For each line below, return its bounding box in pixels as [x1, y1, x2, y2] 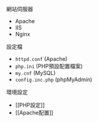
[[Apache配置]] [15, 109, 54, 116]
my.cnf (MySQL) [15, 70, 56, 76]
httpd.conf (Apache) [15, 56, 68, 62]
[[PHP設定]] [15, 101, 45, 109]
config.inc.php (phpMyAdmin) [15, 76, 93, 83]
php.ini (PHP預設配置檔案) [15, 63, 83, 70]
